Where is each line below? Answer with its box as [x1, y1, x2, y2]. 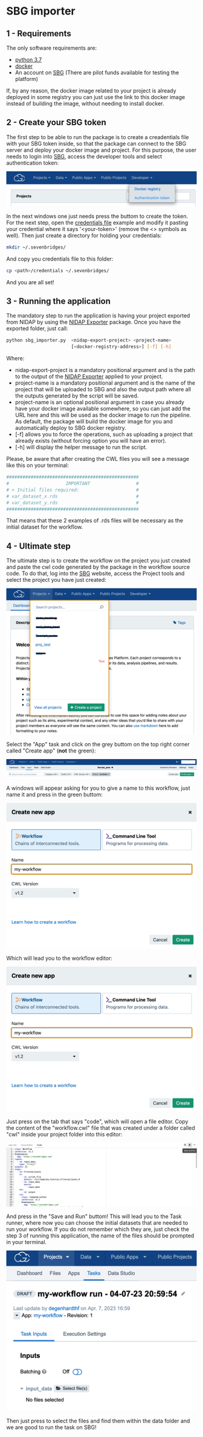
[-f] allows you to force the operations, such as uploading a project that [14, 431, 193, 438]
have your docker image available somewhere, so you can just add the [14, 405, 191, 412]
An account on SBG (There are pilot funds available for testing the [14, 69, 179, 76]
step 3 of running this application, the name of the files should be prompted [6, 1232, 195, 1239]
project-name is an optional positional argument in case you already [14, 399, 184, 406]
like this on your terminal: [6, 461, 69, 469]
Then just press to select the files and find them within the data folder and [6, 1417, 190, 1424]
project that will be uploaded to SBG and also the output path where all [14, 386, 192, 393]
